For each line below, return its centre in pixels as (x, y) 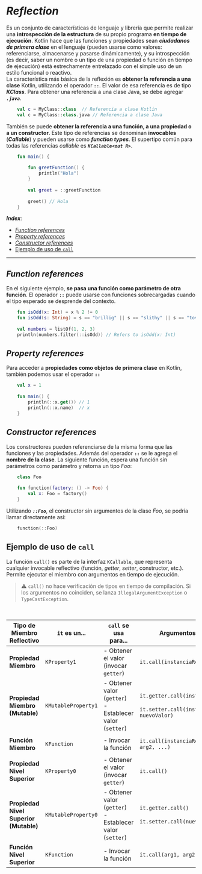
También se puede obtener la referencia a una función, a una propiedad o (99, 126)
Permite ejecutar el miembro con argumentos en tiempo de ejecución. (93, 574)
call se (118, 625)
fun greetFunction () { (56, 168)
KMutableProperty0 (71, 815)
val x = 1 (29, 385)
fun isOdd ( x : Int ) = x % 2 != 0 (57, 312)
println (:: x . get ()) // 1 (59, 402)
